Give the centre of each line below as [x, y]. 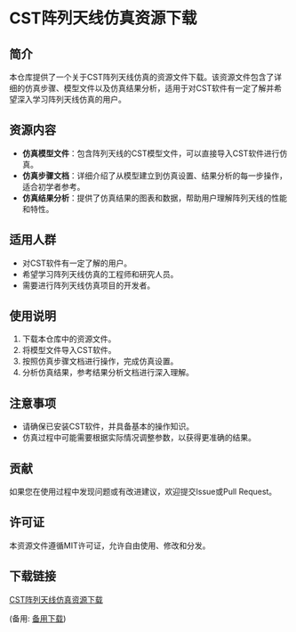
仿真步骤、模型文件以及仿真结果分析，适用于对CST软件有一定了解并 [149, 88]
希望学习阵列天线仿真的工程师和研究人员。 [100, 274]
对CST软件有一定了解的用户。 [76, 263]
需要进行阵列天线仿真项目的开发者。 [88, 285]
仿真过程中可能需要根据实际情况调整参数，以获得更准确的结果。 [139, 438]
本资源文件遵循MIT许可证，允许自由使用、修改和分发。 [110, 546]
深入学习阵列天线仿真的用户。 [71, 99]
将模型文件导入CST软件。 [69, 350]
